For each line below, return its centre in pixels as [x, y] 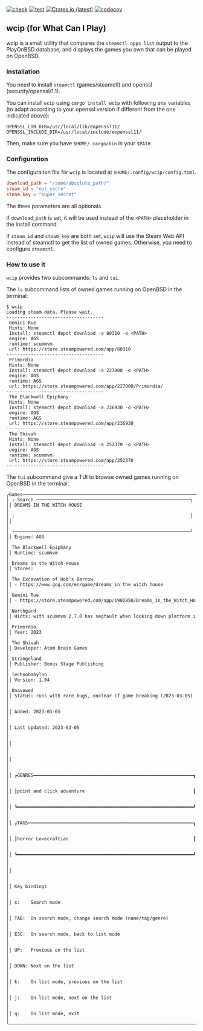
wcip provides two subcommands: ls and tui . [63, 278]
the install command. [32, 225]
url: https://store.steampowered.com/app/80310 [70, 349]
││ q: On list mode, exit [43, 1014]
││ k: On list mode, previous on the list [64, 982]
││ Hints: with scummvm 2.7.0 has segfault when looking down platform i [101, 617]
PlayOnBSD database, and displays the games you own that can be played [99, 49]
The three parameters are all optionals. [54, 206]
